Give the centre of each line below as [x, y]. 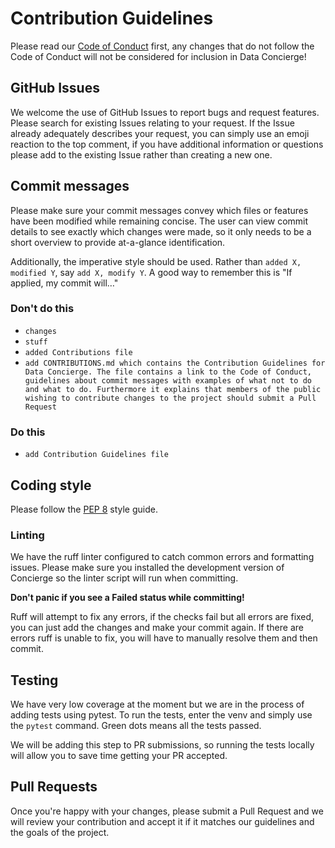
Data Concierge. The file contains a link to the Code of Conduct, [168, 372]
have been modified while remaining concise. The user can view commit [159, 221]
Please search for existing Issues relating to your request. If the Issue [152, 123]
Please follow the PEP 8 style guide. [84, 509]
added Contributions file [78, 352]
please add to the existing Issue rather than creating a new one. [141, 154]
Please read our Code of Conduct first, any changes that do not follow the [162, 46]
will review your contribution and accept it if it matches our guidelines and [162, 821]
